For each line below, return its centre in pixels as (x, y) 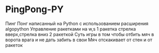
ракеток (14, 45)
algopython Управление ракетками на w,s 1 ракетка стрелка (71, 29)
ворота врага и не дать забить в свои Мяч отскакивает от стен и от (79, 40)
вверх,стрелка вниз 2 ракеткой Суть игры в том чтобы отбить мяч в (80, 34)
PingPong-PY (34, 9)
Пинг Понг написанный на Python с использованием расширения (77, 23)
